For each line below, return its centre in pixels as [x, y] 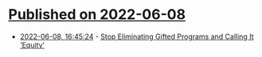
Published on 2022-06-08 [97, 15]
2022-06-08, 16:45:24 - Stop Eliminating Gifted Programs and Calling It [137, 36]
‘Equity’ [32, 44]
